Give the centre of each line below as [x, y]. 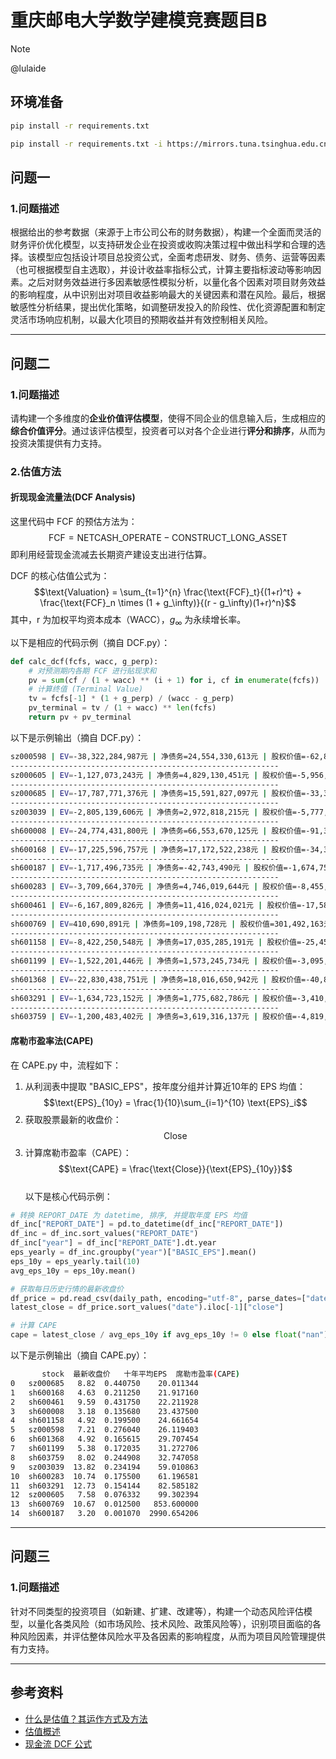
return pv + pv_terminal [80, 717]
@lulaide [28, 68]
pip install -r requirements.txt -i [86, 144]
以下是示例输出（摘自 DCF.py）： [77, 737]
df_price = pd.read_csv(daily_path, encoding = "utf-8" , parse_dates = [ [158, 1298]
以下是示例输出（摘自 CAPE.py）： [80, 1355]
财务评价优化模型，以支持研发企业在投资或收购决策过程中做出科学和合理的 [163, 245]
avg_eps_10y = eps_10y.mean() [73, 1271]
